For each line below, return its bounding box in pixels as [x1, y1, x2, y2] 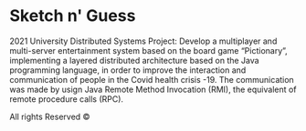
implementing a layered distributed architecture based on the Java [9, 55, 259, 65]
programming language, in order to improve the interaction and [9, 65, 247, 76]
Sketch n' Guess [9, 5, 136, 26]
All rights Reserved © [9, 111, 90, 122]
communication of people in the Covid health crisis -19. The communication [9, 74, 294, 85]
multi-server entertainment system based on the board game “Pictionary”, [9, 45, 288, 55]
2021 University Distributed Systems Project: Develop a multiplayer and [9, 35, 278, 46]
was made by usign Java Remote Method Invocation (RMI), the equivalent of [9, 84, 297, 95]
